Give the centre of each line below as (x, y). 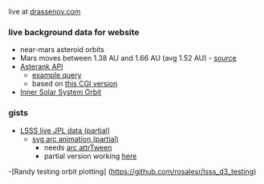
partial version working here (90, 156)
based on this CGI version (75, 84)
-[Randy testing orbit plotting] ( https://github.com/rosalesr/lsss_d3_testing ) (132, 171)
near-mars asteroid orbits (62, 50)
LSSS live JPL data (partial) (65, 130)
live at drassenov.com (45, 12)
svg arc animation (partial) (75, 138)
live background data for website (74, 32)
